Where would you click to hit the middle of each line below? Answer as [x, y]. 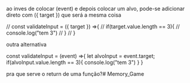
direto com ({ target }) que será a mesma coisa [64, 15]
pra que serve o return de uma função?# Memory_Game [75, 74]
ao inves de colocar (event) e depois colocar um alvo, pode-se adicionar [96, 9]
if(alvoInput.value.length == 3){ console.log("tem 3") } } [75, 62]
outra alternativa [26, 44]
